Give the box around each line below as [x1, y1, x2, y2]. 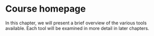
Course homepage [5, 3, 86, 15]
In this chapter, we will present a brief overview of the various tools [5, 20, 147, 26]
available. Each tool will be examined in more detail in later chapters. [5, 25, 149, 31]
